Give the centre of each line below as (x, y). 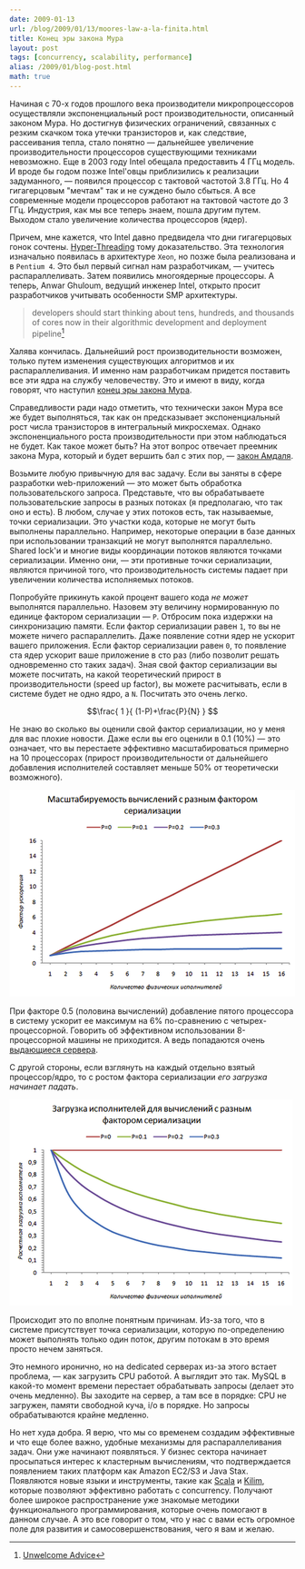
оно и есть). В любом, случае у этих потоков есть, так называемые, (142, 511)
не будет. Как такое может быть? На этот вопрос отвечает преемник (144, 446)
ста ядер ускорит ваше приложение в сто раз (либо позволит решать (144, 655)
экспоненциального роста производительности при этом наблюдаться (148, 436)
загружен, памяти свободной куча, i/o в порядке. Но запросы (129, 1405)
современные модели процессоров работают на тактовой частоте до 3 (149, 200)
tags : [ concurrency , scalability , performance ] (101, 58)
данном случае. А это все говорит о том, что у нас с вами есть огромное (152, 1519)
